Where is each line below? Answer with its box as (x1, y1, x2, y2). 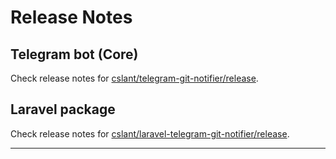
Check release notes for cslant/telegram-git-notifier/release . (10, 72, 259, 84)
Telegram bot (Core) (10, 46, 139, 63)
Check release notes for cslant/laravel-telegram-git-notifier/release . (10, 127, 290, 140)
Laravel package (10, 101, 116, 118)
